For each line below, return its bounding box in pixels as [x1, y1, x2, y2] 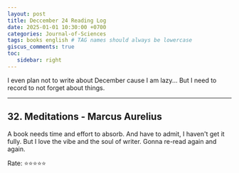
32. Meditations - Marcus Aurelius [7, 111, 162, 123]
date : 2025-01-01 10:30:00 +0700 [7, 23, 107, 30]
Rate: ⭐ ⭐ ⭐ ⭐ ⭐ [7, 159, 46, 167]
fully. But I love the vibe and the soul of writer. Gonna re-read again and [7, 137, 217, 145]
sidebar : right [16, 57, 62, 64]
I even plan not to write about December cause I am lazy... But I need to [7, 76, 217, 84]
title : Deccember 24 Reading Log [7, 17, 107, 24]
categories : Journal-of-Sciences [7, 30, 107, 38]
